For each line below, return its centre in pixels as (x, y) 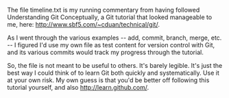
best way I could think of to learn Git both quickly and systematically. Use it (113, 73)
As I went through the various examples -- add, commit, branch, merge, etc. (114, 38)
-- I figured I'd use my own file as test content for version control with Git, (111, 45)
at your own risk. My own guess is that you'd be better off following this (108, 80)
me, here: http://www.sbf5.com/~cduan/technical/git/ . (83, 24)
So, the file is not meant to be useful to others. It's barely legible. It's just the (115, 65)
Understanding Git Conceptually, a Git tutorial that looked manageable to (110, 17)
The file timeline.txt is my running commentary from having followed (104, 10)
